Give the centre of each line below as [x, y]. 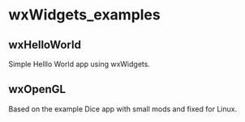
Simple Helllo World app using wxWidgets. [79, 64]
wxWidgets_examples [84, 15]
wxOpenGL [37, 89]
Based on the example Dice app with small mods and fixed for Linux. [123, 109]
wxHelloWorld [45, 45]
